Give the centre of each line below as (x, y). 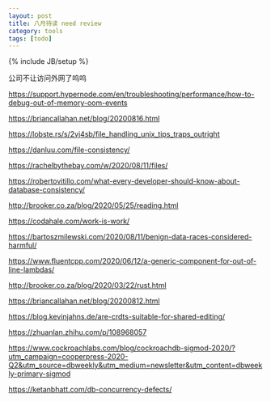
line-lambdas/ (32, 270)
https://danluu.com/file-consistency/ (70, 150)
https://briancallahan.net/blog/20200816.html (84, 119)
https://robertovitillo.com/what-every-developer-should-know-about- (124, 181)
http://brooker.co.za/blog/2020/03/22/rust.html (88, 286)
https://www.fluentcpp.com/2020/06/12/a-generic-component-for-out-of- (133, 261)
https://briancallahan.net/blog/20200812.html (84, 301)
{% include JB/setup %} (49, 61)
